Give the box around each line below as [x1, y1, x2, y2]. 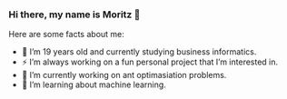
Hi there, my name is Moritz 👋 [8, 8, 141, 21]
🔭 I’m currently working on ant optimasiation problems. [21, 70, 227, 81]
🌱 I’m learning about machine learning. [21, 79, 167, 90]
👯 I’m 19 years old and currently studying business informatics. [21, 46, 257, 57]
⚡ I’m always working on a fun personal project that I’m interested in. [21, 56, 279, 67]
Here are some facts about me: [8, 29, 124, 40]
